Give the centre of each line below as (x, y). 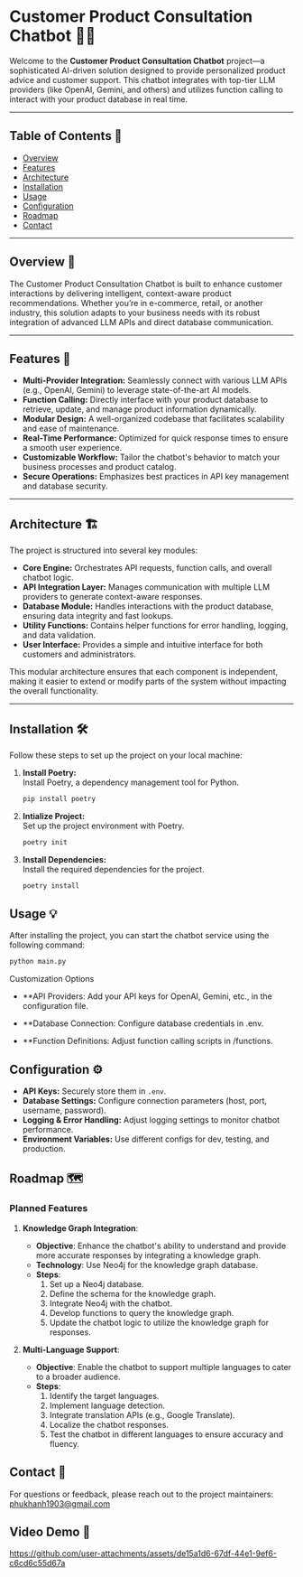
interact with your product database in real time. (98, 99)
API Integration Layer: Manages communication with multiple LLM (146, 587)
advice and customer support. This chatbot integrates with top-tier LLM (142, 79)
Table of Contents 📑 (66, 136)
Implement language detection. (107, 1405)
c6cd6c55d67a (37, 1563)
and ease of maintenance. (71, 429)
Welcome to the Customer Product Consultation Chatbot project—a (137, 61)
